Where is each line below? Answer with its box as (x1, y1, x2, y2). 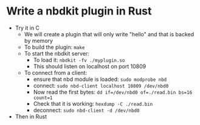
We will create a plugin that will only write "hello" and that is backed (24, 30, 195, 37)
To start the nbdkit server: (24, 50, 89, 57)
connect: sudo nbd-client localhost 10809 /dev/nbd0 (33, 82, 169, 89)
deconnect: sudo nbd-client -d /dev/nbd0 (33, 106, 140, 114)
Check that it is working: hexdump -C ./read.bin (33, 100, 153, 107)
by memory (24, 37, 53, 44)
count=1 (33, 95, 53, 101)
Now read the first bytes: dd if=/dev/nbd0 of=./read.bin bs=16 (33, 88, 193, 95)
